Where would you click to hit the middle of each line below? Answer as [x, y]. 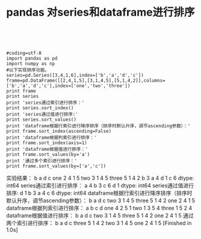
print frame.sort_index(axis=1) [47, 143]
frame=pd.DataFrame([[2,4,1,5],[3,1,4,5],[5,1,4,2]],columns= [86, 80]
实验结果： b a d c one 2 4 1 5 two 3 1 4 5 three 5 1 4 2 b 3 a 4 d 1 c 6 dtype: [100, 178]
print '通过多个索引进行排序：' [42, 161]
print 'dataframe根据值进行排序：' [47, 149]
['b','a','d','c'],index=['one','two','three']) [68, 86]
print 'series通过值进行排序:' [42, 114]
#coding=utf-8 [24, 53]
